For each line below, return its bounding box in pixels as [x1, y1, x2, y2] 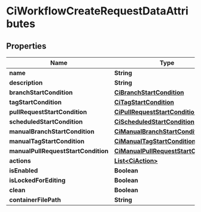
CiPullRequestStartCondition [114, 108, 199, 116]
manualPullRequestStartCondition [9, 147, 109, 155]
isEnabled [9, 166, 38, 175]
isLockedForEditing [9, 176, 66, 184]
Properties [6, 41, 47, 51]
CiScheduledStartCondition [114, 118, 195, 126]
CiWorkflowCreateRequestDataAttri [6, 4, 188, 18]
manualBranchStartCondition [9, 127, 95, 136]
